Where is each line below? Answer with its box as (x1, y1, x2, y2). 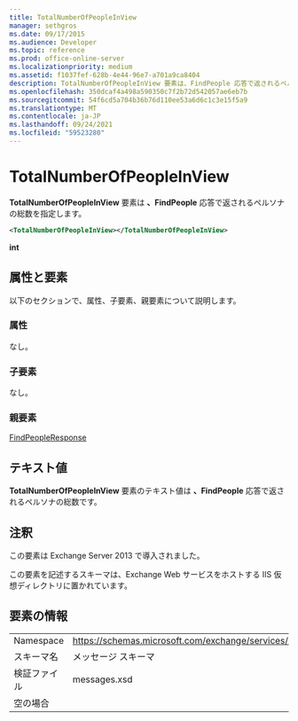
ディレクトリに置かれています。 (16, 580, 133, 591)
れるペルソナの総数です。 (9, 497, 102, 507)
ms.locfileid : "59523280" (9, 129, 105, 137)
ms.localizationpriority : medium (9, 63, 133, 72)
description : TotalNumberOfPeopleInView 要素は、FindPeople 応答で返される (9, 79, 281, 88)
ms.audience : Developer (9, 37, 98, 47)
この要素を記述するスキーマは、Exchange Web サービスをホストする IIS (9, 569, 272, 580)
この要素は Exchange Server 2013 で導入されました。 (9, 551, 206, 561)
